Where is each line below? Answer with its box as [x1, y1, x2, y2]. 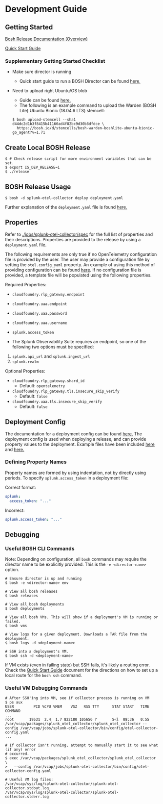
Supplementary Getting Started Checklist [5, 57, 105, 64]
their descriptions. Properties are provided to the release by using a [5, 236, 141, 242]
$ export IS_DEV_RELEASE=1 [5, 165, 60, 170]
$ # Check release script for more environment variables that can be [5, 156, 152, 161]
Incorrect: [5, 507, 25, 513]
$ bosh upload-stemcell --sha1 [12, 117, 76, 122]
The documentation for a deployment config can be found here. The [5, 430, 143, 437]
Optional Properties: [5, 368, 45, 374]
